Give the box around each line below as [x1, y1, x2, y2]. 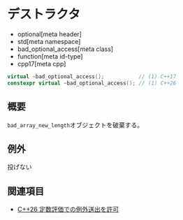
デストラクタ [7, 6, 80, 22]
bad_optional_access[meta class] [17, 45, 114, 53]
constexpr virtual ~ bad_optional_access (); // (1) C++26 [7, 80, 177, 87]
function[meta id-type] [17, 52, 83, 60]
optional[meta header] [17, 29, 82, 38]
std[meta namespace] [17, 37, 81, 45]
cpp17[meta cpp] [17, 59, 66, 68]
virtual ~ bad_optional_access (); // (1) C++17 [7, 73, 177, 80]
